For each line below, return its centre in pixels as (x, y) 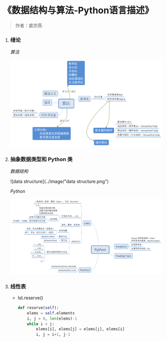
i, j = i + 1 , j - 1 (53, 335)
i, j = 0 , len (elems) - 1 (52, 319)
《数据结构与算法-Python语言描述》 (78, 10)
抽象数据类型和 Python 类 (41, 159)
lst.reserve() (30, 298)
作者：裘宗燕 (28, 25)
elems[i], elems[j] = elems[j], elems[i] (80, 329)
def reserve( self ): (38, 308)
